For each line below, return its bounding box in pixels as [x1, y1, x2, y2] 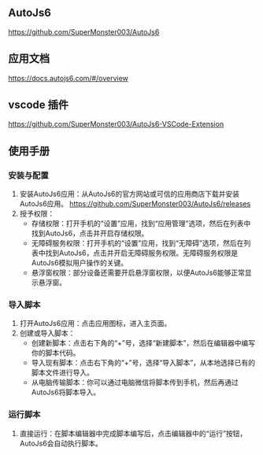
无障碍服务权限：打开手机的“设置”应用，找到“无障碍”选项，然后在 [31, 239, 244, 248]
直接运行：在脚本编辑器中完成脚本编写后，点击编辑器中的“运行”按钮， [19, 428, 247, 438]
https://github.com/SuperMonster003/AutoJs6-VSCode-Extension [8, 120, 224, 129]
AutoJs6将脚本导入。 [31, 387, 101, 397]
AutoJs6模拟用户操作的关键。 [31, 258, 128, 268]
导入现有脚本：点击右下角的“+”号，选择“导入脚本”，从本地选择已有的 [31, 358, 256, 368]
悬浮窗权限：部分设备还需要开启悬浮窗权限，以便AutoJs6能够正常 [31, 268, 246, 278]
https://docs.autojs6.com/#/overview [8, 73, 128, 83]
